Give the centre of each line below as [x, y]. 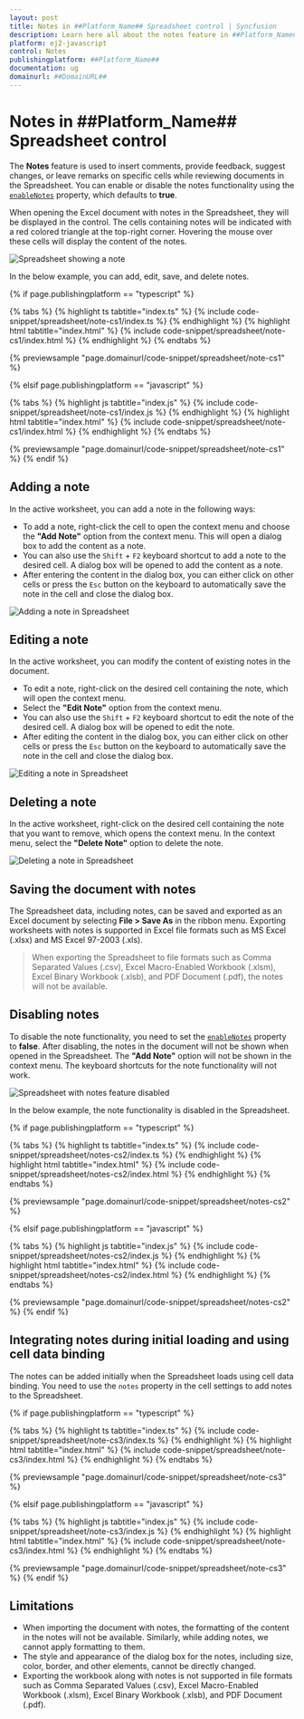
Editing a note [49, 639]
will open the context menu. [74, 698]
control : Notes [38, 52]
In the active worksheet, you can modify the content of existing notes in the [150, 661]
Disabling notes [54, 1015]
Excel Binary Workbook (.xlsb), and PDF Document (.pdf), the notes [157, 976]
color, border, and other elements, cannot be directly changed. [139, 1666]
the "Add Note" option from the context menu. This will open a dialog [152, 536]
